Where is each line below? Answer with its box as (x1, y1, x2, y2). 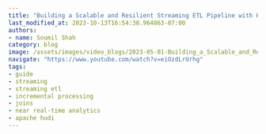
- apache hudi (8, 114, 55, 122)
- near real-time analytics (8, 107, 101, 115)
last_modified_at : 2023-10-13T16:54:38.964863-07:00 (8, 19, 186, 27)
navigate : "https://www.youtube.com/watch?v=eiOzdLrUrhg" (8, 56, 203, 64)
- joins (8, 99, 34, 107)
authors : (8, 26, 37, 34)
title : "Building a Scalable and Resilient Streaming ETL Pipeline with (8, 11, 253, 20)
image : (8, 48, 30, 56)
